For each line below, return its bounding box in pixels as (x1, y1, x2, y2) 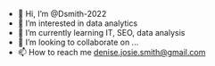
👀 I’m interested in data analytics (17, 18, 138, 29)
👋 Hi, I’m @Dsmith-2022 (17, 9, 107, 19)
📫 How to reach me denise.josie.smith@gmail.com (17, 47, 206, 57)
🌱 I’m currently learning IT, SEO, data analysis (17, 28, 186, 37)
